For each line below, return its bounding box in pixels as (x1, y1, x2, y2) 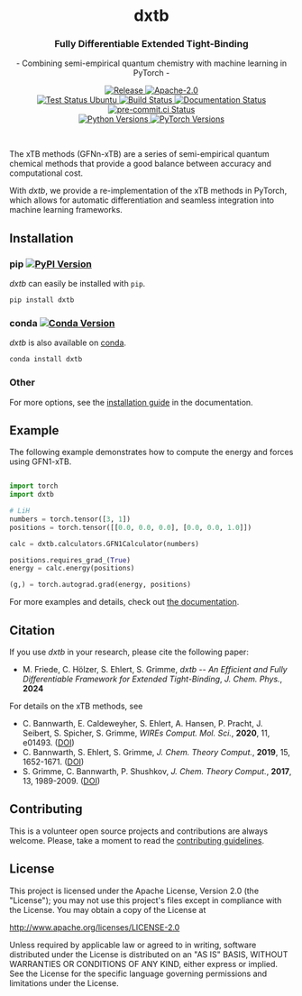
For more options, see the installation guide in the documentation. (9, 397, 254, 407)
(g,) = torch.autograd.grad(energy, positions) (9, 580, 192, 589)
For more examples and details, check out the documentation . (9, 597, 240, 608)
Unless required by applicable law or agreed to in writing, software (9, 939, 257, 950)
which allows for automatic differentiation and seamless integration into (9, 195, 275, 206)
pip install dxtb (9, 296, 75, 305)
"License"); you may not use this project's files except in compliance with (9, 894, 282, 906)
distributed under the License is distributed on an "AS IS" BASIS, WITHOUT (9, 948, 288, 960)
